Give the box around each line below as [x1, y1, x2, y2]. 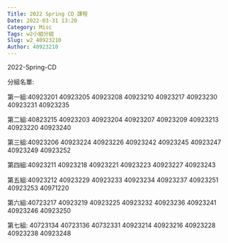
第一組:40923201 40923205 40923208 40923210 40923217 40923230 [7, 93, 218, 101]
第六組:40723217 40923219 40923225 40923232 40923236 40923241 [7, 198, 217, 207]
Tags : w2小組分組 [7, 30, 55, 38]
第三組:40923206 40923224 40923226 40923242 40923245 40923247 [7, 138, 222, 146]
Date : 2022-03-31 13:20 [7, 17, 78, 24]
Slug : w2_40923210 [7, 37, 62, 44]
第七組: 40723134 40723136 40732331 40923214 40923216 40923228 [7, 221, 216, 229]
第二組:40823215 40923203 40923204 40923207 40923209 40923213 [7, 115, 220, 124]
